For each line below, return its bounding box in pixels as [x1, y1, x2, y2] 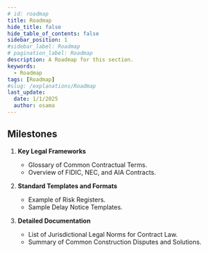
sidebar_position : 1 [7, 37, 68, 44]
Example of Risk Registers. [27, 195, 106, 204]
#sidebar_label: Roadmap [7, 43, 80, 50]
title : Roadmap [7, 17, 52, 24]
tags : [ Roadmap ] [7, 75, 55, 83]
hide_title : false [7, 23, 61, 30]
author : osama [13, 102, 55, 109]
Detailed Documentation [17, 216, 91, 225]
